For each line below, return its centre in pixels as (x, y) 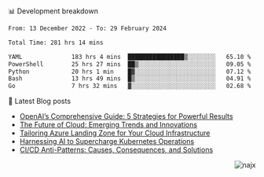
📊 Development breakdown (53, 11)
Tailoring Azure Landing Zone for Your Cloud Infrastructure (115, 133)
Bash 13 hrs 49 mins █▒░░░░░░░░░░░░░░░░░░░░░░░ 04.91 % (130, 79)
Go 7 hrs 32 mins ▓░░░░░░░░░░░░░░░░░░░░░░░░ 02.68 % (130, 86)
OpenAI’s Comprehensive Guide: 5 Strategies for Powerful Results (126, 116)
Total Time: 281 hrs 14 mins (56, 42)
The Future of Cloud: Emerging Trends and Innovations (108, 125)
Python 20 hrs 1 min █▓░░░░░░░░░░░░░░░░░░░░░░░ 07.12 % (130, 72)
